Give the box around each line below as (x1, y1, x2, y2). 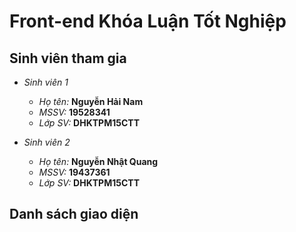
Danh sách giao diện (9, 206, 139, 223)
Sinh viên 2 (23, 136, 71, 148)
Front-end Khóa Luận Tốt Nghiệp (9, 10, 287, 33)
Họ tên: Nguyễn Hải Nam (38, 96, 144, 107)
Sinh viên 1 (23, 76, 69, 88)
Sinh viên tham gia (9, 50, 127, 67)
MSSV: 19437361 (38, 166, 111, 178)
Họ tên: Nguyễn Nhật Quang (38, 156, 159, 167)
